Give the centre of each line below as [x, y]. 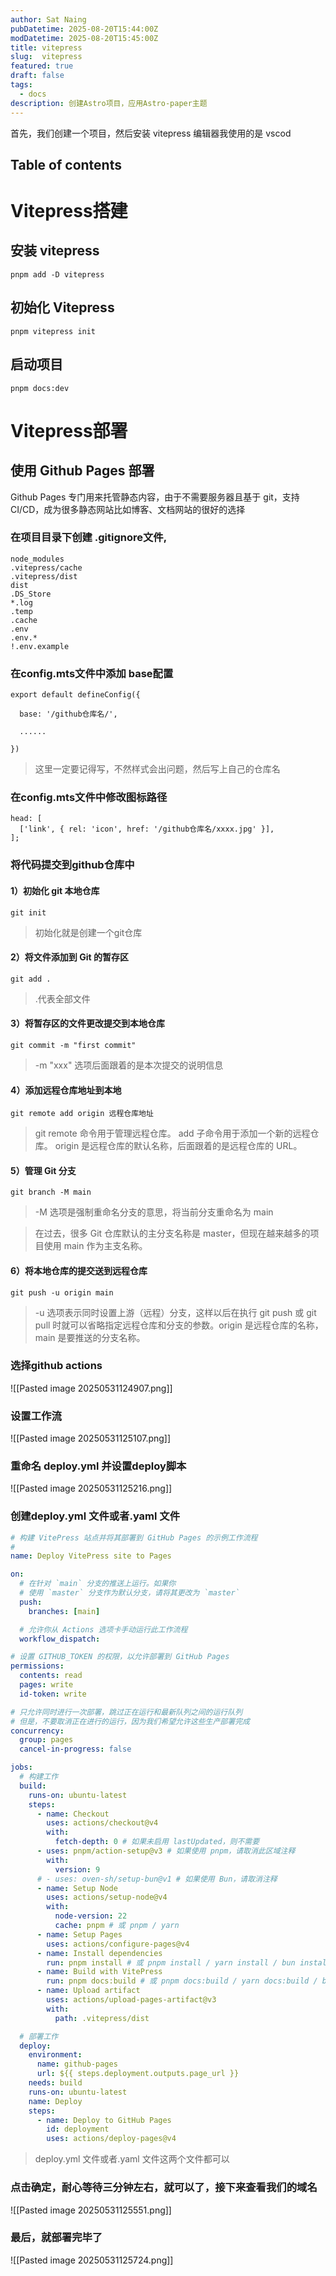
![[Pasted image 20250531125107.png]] [91, 1438]
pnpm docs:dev [40, 388]
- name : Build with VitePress [99, 1972]
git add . [31, 979]
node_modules [37, 559]
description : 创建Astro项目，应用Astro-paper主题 [109, 103]
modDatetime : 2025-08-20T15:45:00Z [84, 38]
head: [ [26, 819]
